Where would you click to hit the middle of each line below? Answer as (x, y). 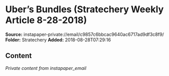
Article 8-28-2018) (46, 20)
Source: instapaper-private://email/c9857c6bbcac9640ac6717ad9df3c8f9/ (85, 34)
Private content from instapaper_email (46, 68)
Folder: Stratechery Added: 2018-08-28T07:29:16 (58, 40)
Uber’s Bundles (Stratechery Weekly (84, 9)
